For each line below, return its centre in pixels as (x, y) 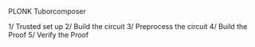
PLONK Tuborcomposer (47, 11)
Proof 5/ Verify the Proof (49, 35)
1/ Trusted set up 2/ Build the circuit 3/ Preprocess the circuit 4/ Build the (128, 26)
